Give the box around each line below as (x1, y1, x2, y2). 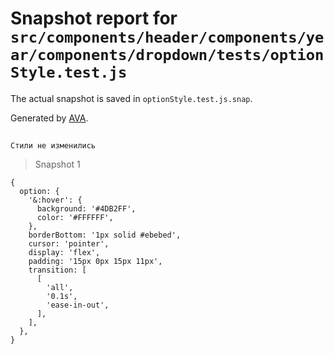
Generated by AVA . (10, 112, 89, 124)
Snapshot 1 (34, 158, 81, 171)
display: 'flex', (28, 248, 101, 258)
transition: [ (28, 265, 87, 276)
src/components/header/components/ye (10, 28, 325, 47)
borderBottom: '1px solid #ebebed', (28, 230, 182, 241)
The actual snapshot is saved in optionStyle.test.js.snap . (10, 92, 253, 104)
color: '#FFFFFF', (36, 213, 114, 223)
